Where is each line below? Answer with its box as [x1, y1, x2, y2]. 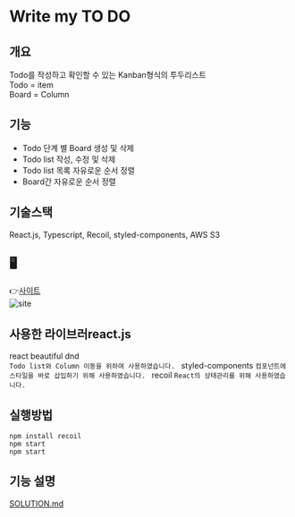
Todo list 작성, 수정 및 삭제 [21, 154, 116, 165]
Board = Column [9, 89, 70, 99]
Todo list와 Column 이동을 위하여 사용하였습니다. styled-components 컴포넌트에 [9, 360, 286, 371]
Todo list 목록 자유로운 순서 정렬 [21, 165, 136, 175]
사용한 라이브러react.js [9, 326, 131, 342]
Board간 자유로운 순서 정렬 [21, 176, 116, 187]
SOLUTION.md [9, 498, 64, 509]
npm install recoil [9, 432, 82, 441]
